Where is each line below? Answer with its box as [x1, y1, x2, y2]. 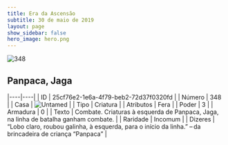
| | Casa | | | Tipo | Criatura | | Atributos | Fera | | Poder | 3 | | [7, 100, 213, 108]
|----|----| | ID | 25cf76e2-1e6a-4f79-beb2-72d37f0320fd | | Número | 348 [7, 93, 222, 101]
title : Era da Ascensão [7, 10, 76, 17]
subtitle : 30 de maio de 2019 [7, 17, 95, 23]
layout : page [7, 23, 45, 30]
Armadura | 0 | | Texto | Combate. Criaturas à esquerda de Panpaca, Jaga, [7, 108, 219, 116]
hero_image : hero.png [7, 36, 70, 43]
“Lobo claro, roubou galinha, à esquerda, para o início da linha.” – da [7, 122, 201, 130]
